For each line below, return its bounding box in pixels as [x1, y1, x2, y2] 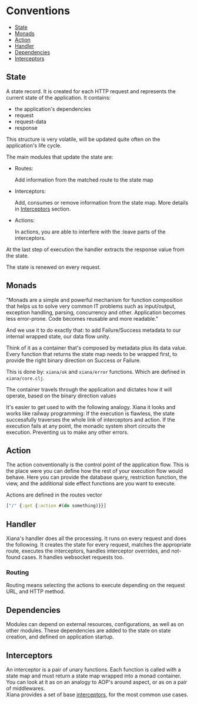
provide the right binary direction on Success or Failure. [6, 357, 141, 364]
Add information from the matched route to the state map [14, 176, 153, 183]
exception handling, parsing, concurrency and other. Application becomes [6, 308, 186, 316]
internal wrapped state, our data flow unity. [6, 333, 111, 340]
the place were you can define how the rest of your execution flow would [6, 468, 183, 475]
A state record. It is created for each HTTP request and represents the [6, 87, 176, 95]
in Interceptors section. [14, 205, 71, 212]
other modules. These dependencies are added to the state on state [6, 627, 171, 634]
